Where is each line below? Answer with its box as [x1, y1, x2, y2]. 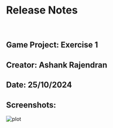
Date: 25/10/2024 [6, 80, 72, 90]
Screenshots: [6, 100, 57, 110]
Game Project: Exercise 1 [6, 40, 98, 50]
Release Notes [6, 4, 78, 17]
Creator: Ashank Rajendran [6, 60, 108, 70]
